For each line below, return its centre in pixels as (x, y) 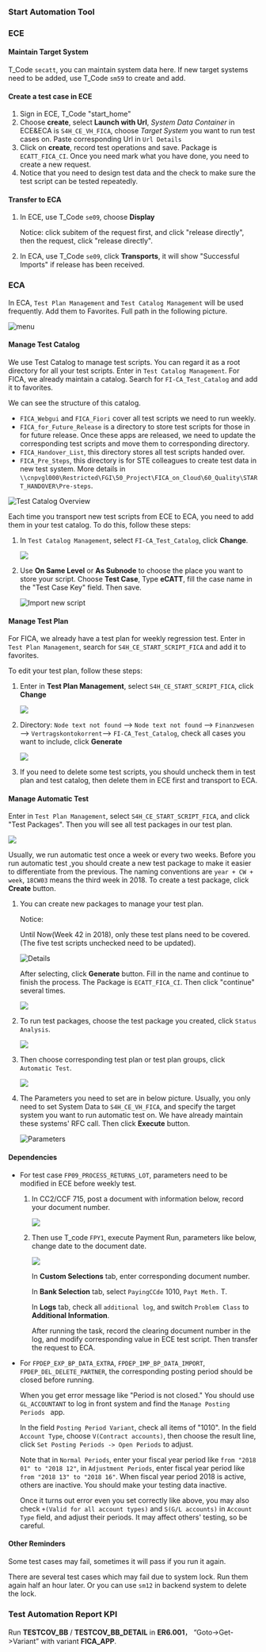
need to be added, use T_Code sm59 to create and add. (97, 79)
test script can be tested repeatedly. (79, 182)
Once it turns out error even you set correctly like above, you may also (134, 1500)
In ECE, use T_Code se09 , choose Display (87, 217)
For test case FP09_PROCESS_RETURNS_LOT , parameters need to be (123, 1175)
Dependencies (33, 1157)
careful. (32, 1525)
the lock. (23, 1593)
